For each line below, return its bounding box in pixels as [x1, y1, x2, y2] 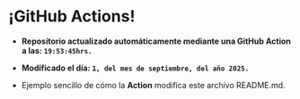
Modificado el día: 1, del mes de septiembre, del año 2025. [21, 62, 250, 73]
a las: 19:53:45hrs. [21, 45, 93, 55]
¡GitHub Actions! [8, 6, 136, 27]
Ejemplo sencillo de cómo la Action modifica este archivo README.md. [21, 79, 286, 90]
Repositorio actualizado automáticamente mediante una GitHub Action [21, 36, 291, 46]
